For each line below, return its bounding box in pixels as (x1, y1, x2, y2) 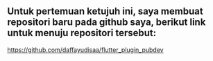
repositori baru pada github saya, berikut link (7, 17, 206, 28)
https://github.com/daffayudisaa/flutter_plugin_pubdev (7, 45, 164, 54)
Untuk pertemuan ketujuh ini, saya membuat (7, 6, 203, 17)
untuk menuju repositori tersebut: (7, 27, 157, 39)
